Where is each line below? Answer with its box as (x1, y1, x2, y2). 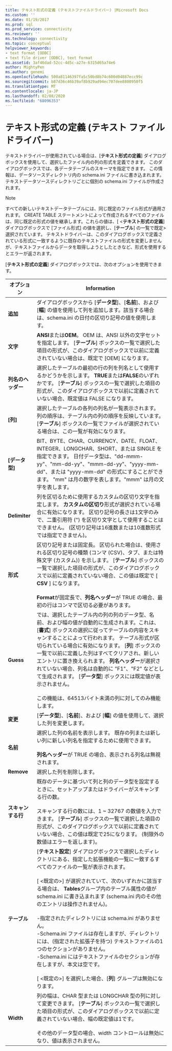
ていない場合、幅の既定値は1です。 (52, 1016, 137, 1023)
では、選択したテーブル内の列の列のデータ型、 (36, 611, 149, 618)
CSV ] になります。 (36, 580, 83, 587)
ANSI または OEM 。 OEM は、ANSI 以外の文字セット (36, 332, 161, 339)
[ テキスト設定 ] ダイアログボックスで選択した (36, 848, 144, 855)
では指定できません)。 (36, 532, 90, 539)
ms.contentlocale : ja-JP (5, 88, 58, 94)
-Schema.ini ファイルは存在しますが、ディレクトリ (36, 930, 160, 937)
